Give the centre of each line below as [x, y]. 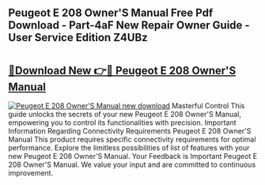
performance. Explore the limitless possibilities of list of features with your [129, 148]
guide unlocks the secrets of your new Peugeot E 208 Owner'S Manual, [125, 114]
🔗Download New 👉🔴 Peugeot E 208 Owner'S [122, 70]
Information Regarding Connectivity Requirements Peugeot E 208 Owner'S [130, 131]
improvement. [31, 173]
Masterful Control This [208, 106]
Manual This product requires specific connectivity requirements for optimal [132, 139]
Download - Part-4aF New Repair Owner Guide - [129, 26]
